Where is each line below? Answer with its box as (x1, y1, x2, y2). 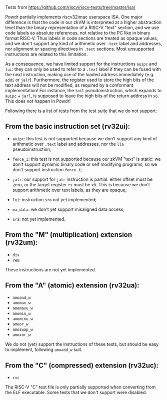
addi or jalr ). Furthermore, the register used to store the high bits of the (5, 77, 154, 83)
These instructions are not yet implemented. (5, 266, 96, 272)
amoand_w (12, 295, 31, 300)
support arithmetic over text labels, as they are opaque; (12, 187, 127, 193)
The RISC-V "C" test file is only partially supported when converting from (5, 384, 156, 390)
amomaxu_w (12, 306, 33, 311)
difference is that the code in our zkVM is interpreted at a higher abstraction (5, 20, 161, 25)
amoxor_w (12, 332, 31, 337)
